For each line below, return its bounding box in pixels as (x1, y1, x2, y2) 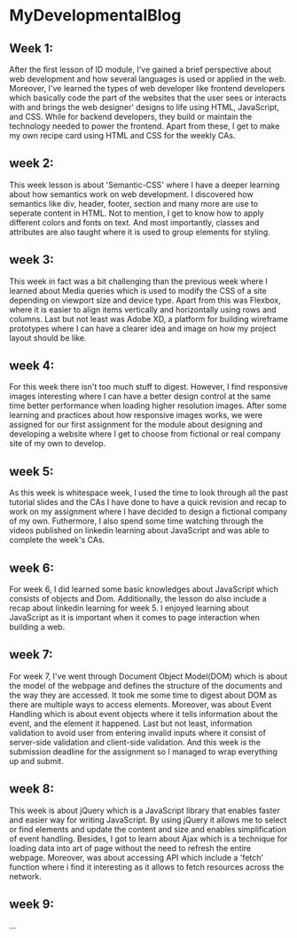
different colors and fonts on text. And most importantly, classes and (9, 217, 260, 227)
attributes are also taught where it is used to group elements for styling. (9, 226, 270, 237)
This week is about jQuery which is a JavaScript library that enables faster (9, 805, 281, 816)
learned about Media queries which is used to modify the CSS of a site (9, 285, 268, 296)
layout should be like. (9, 332, 87, 343)
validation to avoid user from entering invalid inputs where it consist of (9, 727, 266, 737)
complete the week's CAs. (9, 534, 106, 546)
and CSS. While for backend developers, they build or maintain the (9, 112, 253, 122)
